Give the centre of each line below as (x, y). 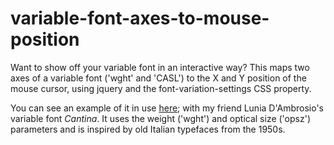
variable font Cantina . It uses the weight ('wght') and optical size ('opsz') (160, 118)
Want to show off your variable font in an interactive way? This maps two (160, 67)
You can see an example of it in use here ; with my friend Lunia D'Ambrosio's (167, 108)
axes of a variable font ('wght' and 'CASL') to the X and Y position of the (158, 78)
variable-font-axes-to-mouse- (140, 18)
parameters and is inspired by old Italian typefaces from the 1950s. (148, 129)
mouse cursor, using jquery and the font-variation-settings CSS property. (161, 88)
